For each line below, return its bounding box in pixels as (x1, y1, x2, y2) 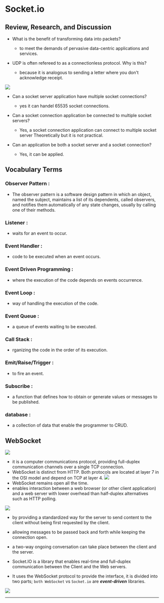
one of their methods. (12, 207, 56, 213)
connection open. (12, 534, 48, 540)
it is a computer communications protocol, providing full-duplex (12, 459, 140, 465)
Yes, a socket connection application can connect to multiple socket (19, 127, 157, 133)
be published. (12, 399, 40, 405)
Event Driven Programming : (5, 266, 73, 273)
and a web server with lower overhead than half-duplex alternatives (12, 491, 148, 497)
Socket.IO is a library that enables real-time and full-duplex (12, 558, 131, 564)
